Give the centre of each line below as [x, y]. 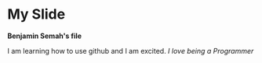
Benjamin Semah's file [45, 36]
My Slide [36, 14]
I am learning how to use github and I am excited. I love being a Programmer [131, 51]
